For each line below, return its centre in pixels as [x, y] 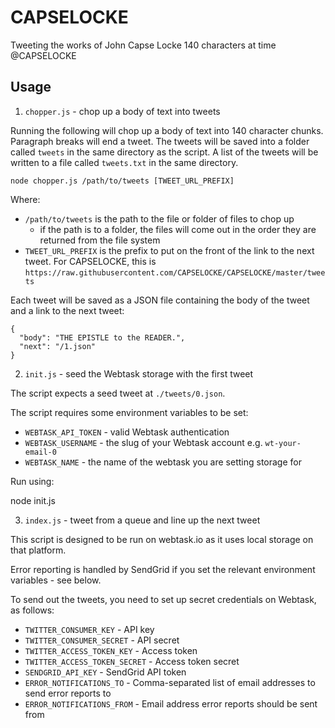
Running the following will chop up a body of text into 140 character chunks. [167, 130]
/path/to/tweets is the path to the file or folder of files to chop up [159, 218]
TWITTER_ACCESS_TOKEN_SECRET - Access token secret [132, 661]
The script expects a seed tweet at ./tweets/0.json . [118, 393]
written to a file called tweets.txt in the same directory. [124, 162]
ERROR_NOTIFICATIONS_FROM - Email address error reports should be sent [171, 703]
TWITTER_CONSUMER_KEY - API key [89, 629]
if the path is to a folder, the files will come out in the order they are [178, 229]
